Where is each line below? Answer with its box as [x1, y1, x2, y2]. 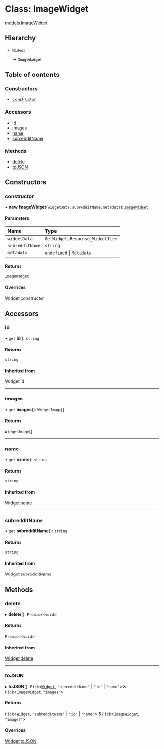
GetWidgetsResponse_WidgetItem [44, 236, 118, 241]
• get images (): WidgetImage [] [5, 406, 65, 412]
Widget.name [5, 500, 32, 506]
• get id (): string [5, 335, 39, 341]
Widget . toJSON [5, 738, 37, 744]
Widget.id [5, 378, 25, 384]
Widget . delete [5, 655, 34, 661]
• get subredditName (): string [5, 528, 67, 534]
